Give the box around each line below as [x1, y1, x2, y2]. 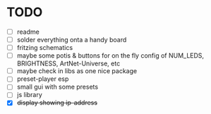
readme [16, 27, 40, 36]
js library [16, 91, 43, 99]
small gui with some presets [16, 82, 99, 91]
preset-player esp [16, 75, 69, 83]
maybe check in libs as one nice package [16, 67, 138, 75]
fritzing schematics [16, 44, 73, 52]
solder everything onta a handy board [16, 36, 127, 44]
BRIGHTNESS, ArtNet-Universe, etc [16, 59, 121, 68]
